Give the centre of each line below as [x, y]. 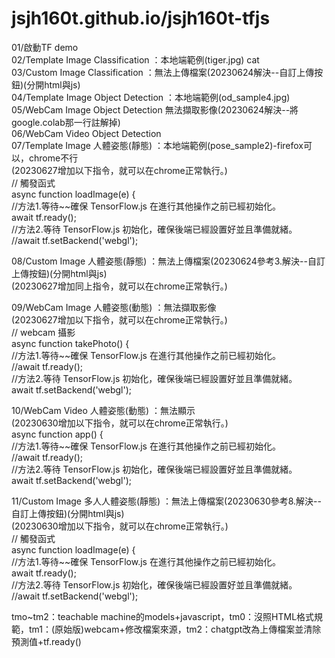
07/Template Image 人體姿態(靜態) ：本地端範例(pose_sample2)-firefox [157, 145]
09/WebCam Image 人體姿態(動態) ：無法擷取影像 [114, 307]
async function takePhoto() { [70, 343]
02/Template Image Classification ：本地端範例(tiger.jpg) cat [135, 59]
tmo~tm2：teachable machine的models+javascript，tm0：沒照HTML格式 [163, 616]
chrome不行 [53, 158]
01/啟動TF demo [45, 47]
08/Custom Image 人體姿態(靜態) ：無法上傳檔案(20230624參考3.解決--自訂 [168, 261]
